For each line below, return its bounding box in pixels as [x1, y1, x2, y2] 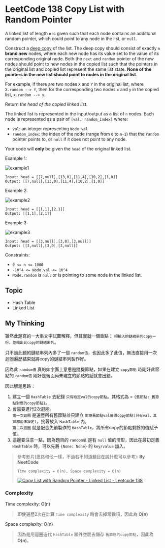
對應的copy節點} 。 [16, 399, 50, 405]
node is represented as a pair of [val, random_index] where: [5, 116, 128, 122]
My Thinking [5, 319, 45, 328]
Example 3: [5, 219, 28, 226]
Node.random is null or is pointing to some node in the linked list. [12, 272, 142, 278]
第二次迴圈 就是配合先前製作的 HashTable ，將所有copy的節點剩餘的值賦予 [12, 424, 159, 430]
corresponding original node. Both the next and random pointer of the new [5, 55, 154, 61]
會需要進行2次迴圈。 [12, 406, 54, 412]
